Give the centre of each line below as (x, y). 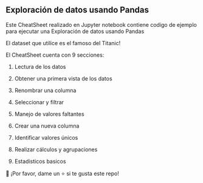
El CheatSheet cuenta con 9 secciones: (55, 55)
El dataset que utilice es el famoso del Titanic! (63, 43)
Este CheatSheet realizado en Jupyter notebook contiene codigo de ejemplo (101, 24)
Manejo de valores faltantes (49, 114)
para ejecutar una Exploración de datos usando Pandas (75, 31)
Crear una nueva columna (47, 126)
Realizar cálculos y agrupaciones (56, 149)
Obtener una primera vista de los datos (64, 78)
